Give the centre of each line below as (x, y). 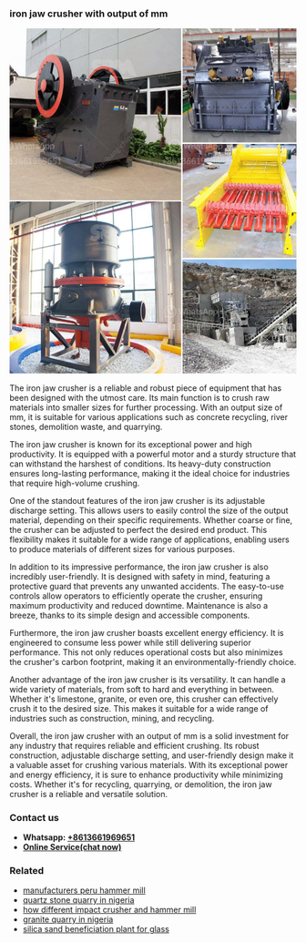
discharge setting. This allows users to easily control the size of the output (149, 510)
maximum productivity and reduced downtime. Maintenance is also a (139, 605)
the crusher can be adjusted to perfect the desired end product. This (138, 529)
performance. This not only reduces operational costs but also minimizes (147, 652)
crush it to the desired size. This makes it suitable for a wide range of (139, 708)
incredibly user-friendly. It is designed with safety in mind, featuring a (140, 576)
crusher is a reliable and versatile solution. (89, 794)
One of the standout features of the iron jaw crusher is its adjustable (138, 500)
